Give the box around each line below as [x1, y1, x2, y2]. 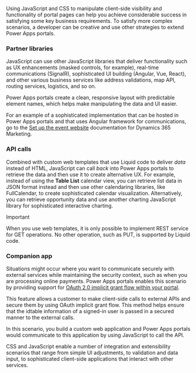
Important [6, 213, 30, 221]
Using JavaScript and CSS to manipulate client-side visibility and [6, 5, 162, 12]
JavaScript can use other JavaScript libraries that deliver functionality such [6, 58, 188, 65]
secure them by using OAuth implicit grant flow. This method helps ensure [6, 301, 184, 308]
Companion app [6, 252, 53, 260]
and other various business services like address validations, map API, [6, 76, 176, 84]
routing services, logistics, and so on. [6, 83, 97, 90]
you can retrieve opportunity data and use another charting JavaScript [6, 196, 176, 203]
